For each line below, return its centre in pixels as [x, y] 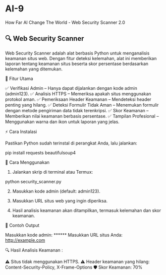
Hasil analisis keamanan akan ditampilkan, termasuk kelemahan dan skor [86, 210]
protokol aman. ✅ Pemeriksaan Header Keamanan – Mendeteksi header [78, 99]
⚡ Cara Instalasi [21, 132]
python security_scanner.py [33, 181]
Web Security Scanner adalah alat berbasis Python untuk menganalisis [77, 53]
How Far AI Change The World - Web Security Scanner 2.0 [65, 22]
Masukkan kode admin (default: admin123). [56, 191]
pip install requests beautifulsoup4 [40, 152]
